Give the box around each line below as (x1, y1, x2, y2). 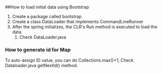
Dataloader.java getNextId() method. (5, 63, 78, 69)
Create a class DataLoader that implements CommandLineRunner (12, 19, 144, 24)
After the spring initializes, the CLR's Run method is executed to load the (12, 24, 158, 30)
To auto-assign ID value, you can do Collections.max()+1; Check (5, 57, 134, 63)
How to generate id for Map (5, 46, 71, 53)
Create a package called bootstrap (12, 14, 82, 19)
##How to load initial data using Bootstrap (5, 4, 89, 10)
